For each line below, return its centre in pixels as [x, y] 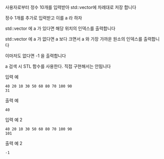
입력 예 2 [14, 120]
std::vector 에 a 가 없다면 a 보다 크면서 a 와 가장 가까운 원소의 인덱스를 [74, 39]
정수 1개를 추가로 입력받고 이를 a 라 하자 [44, 18]
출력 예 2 [14, 143]
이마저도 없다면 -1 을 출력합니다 [36, 56]
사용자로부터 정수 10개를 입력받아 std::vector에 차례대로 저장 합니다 [71, 7]
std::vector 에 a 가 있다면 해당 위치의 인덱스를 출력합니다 [60, 28]
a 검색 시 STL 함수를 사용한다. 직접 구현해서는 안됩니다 [58, 66]
